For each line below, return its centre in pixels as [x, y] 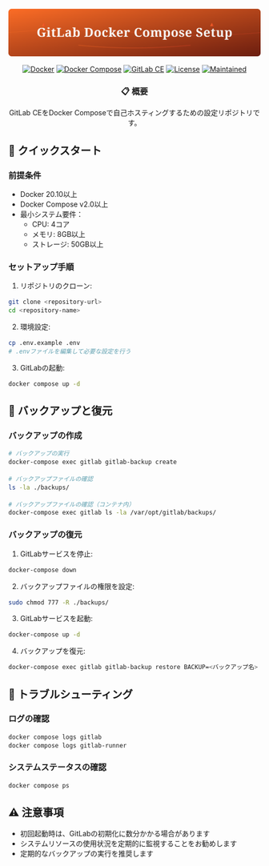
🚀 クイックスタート [55, 150]
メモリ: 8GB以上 [58, 234]
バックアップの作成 [45, 435]
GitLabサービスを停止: [56, 554]
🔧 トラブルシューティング [71, 694]
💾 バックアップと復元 [60, 411]
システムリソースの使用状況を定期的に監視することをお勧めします [128, 843]
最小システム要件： [52, 214]
